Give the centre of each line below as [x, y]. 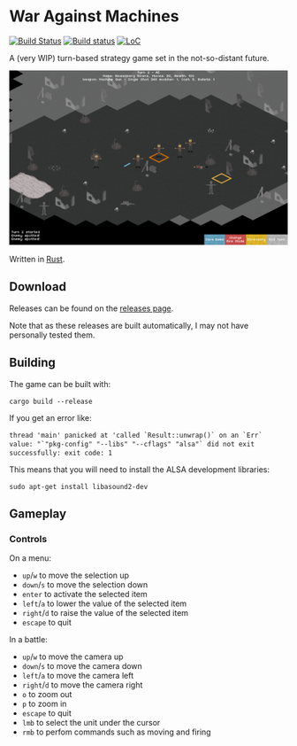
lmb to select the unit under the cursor [91, 723]
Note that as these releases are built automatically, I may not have [129, 325]
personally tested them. [52, 335]
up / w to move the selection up [76, 575]
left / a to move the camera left [78, 676]
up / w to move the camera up [72, 657]
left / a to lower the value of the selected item [104, 603]
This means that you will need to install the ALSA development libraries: [139, 469]
